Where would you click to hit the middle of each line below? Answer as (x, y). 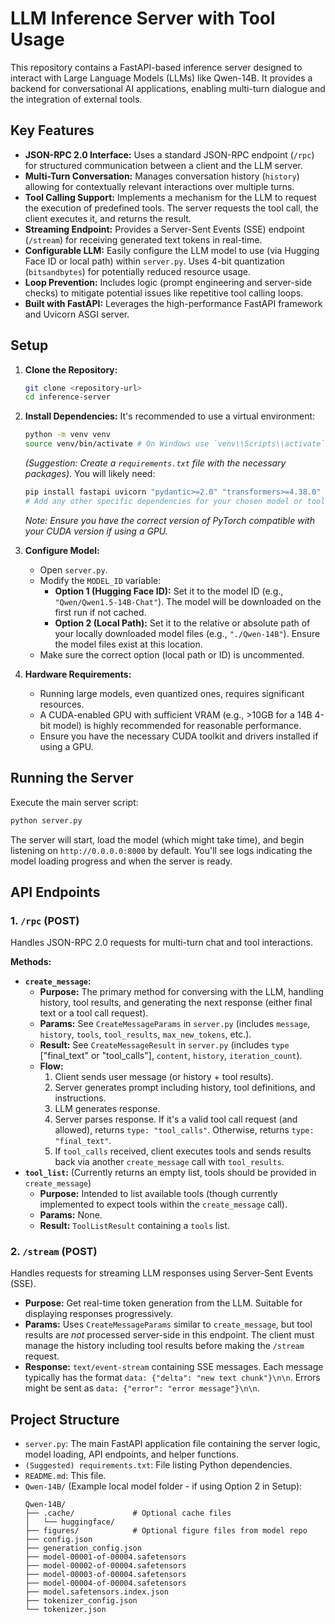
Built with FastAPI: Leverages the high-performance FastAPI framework (173, 303)
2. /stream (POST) (54, 1252)
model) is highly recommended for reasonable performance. (177, 725)
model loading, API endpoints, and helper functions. (132, 1454)
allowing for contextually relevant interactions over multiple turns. (159, 186)
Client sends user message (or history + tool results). (164, 1077)
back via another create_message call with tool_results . (169, 1162)
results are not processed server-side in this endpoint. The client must (169, 1335)
